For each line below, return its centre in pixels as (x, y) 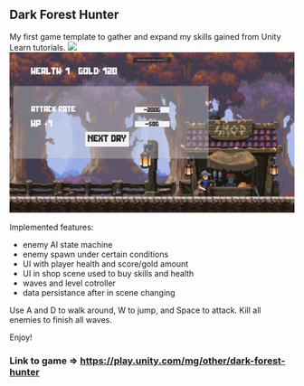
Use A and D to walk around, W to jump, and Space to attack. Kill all (135, 310)
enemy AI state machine (67, 244)
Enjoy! (21, 337)
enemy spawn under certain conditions (95, 254)
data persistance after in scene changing (99, 292)
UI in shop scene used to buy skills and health (108, 273)
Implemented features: (52, 227)
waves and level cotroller (69, 283)
